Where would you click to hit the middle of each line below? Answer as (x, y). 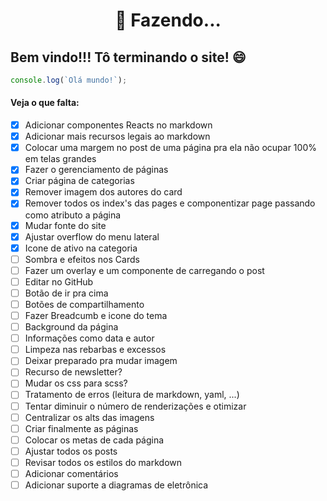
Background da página (71, 327)
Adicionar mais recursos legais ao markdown (117, 136)
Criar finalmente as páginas (81, 428)
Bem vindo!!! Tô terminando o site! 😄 (128, 57)
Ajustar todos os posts (71, 451)
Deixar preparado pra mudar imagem (101, 361)
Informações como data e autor (89, 338)
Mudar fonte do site (65, 225)
